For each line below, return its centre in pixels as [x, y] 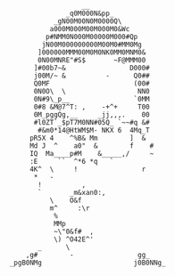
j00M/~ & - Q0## [92, 76]
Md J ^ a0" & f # [92, 146]
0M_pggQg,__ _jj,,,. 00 [92, 115]
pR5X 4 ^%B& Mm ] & [87, 138]
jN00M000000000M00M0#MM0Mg [92, 45]
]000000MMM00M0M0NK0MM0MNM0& [92, 53]
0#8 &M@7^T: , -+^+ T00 [92, 107]
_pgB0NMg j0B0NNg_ [87, 263]
